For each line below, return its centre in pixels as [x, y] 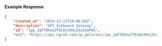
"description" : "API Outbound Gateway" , [54, 26]
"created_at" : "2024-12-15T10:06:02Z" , [53, 22]
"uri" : [20, 34]
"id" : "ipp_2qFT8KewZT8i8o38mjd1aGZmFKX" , [57, 30]
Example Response [24, 7]
